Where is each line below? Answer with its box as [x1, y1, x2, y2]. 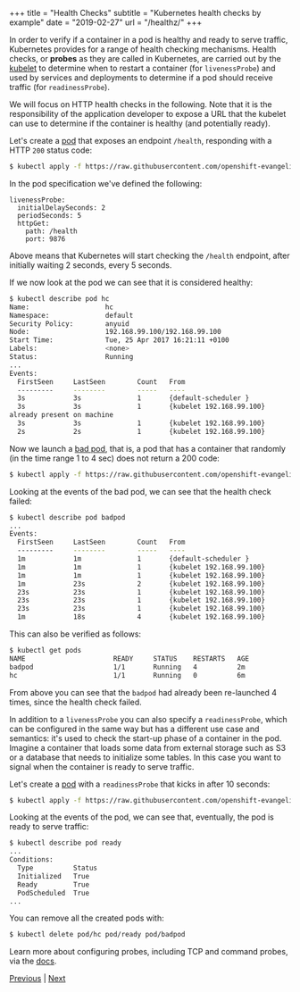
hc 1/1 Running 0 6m [9, 671, 246, 679]
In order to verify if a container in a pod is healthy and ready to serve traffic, [9, 35, 288, 45]
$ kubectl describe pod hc [9, 294, 110, 303]
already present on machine [9, 411, 114, 420]
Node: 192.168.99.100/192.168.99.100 [9, 328, 221, 337]
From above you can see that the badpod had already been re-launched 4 [9, 687, 277, 697]
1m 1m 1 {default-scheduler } [17, 554, 250, 563]
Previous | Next [9, 973, 66, 984]
